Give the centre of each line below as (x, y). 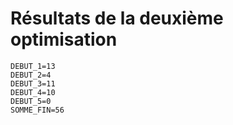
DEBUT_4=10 (33, 92)
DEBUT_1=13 (33, 66)
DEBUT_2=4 (31, 75)
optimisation (64, 39)
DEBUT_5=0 (31, 101)
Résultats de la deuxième (117, 18)
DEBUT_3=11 (33, 83)
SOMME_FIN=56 (37, 110)
